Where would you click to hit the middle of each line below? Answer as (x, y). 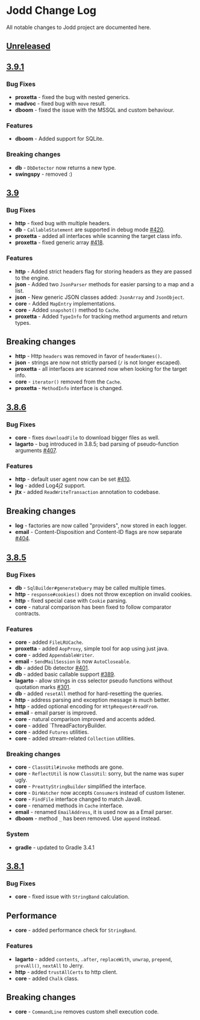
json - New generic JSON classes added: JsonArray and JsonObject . (100, 297)
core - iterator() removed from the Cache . (68, 382)
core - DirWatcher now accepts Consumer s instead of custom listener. (100, 793)
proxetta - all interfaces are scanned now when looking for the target (101, 369)
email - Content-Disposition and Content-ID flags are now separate (98, 532)
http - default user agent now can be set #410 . (73, 479)
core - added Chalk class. (47, 978)
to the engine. (32, 278)
